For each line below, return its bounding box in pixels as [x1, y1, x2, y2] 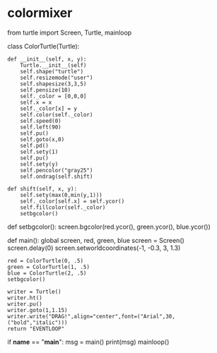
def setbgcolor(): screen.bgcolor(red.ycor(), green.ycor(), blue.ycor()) [7, 222, 211, 231]
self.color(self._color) [20, 111, 93, 118]
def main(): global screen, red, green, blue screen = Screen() [7, 236, 185, 244]
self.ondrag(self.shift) [20, 173, 93, 180]
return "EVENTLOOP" [7, 325, 65, 333]
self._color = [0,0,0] [20, 92, 87, 100]
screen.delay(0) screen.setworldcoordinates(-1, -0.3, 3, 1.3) [7, 244, 181, 252]
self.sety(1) [20, 148, 59, 155]
